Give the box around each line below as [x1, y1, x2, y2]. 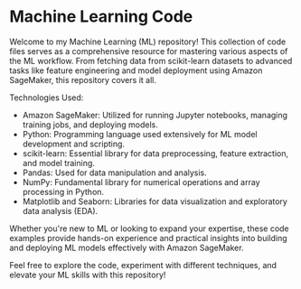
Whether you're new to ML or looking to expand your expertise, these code [9, 223, 289, 234]
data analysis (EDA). [22, 205, 99, 216]
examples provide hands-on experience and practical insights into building [9, 232, 287, 243]
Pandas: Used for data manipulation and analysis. [22, 167, 208, 178]
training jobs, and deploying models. [22, 119, 158, 130]
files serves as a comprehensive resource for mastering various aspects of [9, 45, 288, 56]
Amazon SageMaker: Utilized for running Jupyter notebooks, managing [22, 109, 287, 120]
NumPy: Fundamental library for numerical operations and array [22, 176, 260, 187]
